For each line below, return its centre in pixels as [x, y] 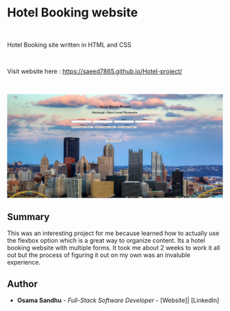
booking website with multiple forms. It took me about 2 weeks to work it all [114, 248]
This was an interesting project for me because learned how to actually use [113, 233]
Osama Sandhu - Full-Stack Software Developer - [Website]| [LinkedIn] [118, 300]
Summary [28, 217]
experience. [24, 262]
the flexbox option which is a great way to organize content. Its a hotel [106, 241]
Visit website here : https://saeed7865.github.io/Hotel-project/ [95, 71]
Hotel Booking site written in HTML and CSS [69, 44]
